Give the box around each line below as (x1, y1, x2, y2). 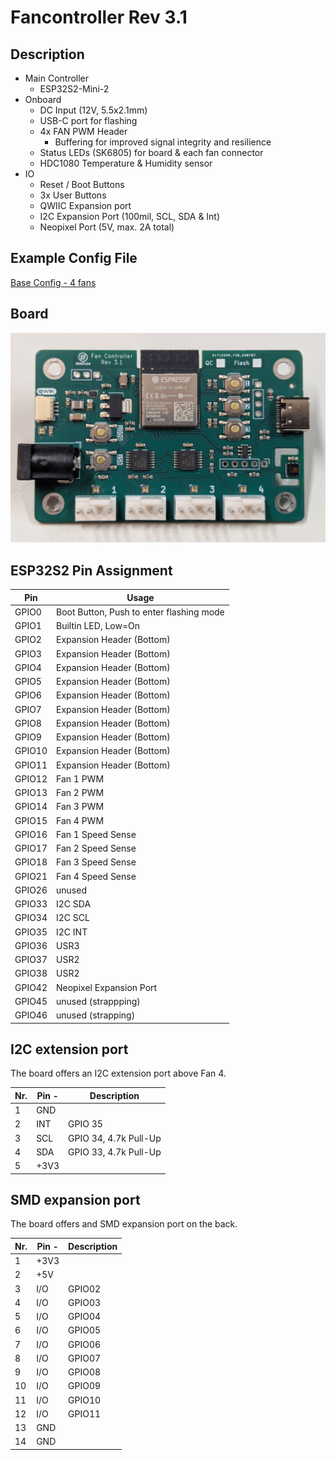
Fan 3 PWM (56, 801, 105, 813)
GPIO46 (14, 1009, 48, 1021)
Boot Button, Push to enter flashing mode (56, 606, 225, 618)
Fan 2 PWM (56, 787, 105, 799)
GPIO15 (14, 814, 48, 826)
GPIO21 (14, 870, 48, 882)
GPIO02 (68, 1282, 102, 1295)
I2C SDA (56, 898, 92, 910)
